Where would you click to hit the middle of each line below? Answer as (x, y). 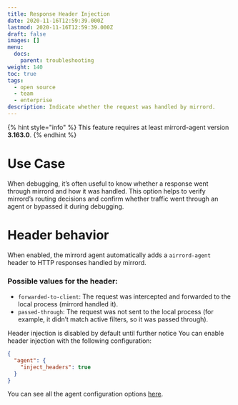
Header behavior (58, 235)
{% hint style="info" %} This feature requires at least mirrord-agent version (118, 127)
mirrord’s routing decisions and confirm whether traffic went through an (113, 199)
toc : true (22, 74)
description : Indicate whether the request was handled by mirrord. (111, 107)
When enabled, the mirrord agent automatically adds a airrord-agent (109, 255)
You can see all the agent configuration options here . (85, 394)
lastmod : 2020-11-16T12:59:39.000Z (60, 27)
